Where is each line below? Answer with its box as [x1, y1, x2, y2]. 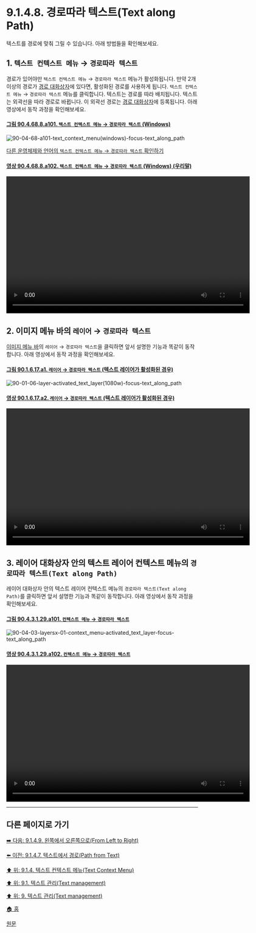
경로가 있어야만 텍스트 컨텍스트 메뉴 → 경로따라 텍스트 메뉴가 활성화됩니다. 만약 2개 [6, 75, 196, 82]
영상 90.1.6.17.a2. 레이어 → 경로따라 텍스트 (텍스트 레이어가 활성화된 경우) [6, 394, 175, 402]
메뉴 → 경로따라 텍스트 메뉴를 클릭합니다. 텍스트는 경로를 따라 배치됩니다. [13, 90, 182, 97]
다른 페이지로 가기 [6, 819, 69, 830]
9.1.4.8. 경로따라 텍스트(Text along [6, 5, 176, 19]
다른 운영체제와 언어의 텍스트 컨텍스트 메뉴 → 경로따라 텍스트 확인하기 [6, 147, 164, 154]
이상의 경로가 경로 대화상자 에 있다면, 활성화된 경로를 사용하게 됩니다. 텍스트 [6, 83, 182, 90]
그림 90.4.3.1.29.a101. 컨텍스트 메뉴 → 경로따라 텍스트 [6, 615, 130, 623]
